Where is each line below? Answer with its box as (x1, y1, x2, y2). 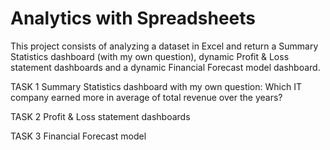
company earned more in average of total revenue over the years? (10, 91, 283, 103)
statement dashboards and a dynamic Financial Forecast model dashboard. (10, 61, 321, 73)
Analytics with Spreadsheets (10, 7, 256, 30)
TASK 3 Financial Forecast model (10, 130, 147, 142)
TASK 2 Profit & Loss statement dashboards (10, 110, 191, 122)
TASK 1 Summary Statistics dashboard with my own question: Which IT (10, 80, 302, 92)
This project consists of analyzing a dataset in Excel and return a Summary (10, 40, 319, 52)
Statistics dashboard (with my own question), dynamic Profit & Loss (10, 50, 290, 62)
